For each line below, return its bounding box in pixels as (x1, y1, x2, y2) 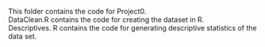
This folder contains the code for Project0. (8, 7, 147, 16)
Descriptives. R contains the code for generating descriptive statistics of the (8, 23, 257, 32)
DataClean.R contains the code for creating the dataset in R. (8, 15, 205, 24)
